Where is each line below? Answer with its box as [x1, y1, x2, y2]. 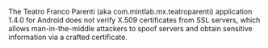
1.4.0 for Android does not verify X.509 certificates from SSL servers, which [8, 15, 261, 25]
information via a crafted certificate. [8, 32, 128, 42]
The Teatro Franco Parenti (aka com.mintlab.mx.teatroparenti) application [8, 7, 253, 16]
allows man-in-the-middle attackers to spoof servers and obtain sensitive [8, 24, 253, 33]
